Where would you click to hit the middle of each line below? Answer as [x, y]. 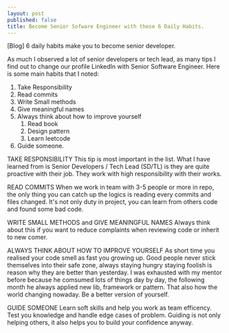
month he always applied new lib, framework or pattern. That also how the [112, 287]
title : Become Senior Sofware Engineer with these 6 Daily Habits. [106, 26]
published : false [32, 20]
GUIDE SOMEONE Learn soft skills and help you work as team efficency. [109, 308]
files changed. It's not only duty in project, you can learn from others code [112, 202]
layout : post [26, 13]
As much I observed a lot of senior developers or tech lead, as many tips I [111, 59]
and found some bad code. [45, 209]
